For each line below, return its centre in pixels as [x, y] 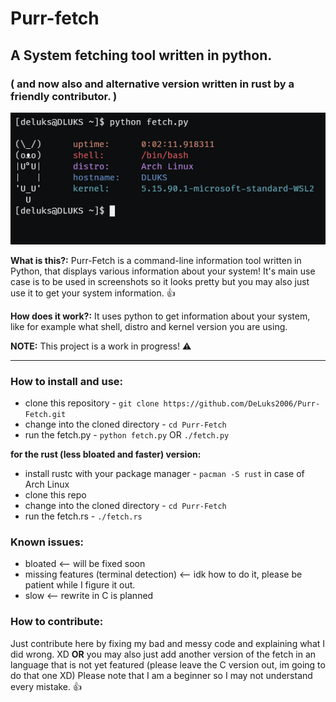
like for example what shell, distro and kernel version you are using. [149, 326]
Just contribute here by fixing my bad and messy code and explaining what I [168, 643]
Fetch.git [45, 415]
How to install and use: [67, 381]
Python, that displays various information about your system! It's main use [163, 271]
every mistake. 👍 [46, 686]
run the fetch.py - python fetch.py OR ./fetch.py [127, 435]
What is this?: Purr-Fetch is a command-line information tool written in [156, 260]
